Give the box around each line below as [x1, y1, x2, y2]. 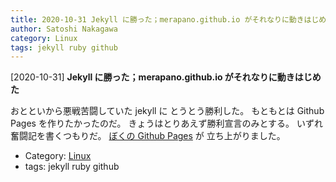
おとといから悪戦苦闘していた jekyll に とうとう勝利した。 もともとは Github [10, 105, 325, 117]
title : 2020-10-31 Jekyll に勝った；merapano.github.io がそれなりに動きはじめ [10, 14, 327, 25]
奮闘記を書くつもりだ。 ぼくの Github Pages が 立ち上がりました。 [10, 130, 286, 142]
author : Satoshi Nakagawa [10, 24, 118, 34]
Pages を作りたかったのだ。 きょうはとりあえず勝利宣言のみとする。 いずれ [10, 117, 323, 130]
